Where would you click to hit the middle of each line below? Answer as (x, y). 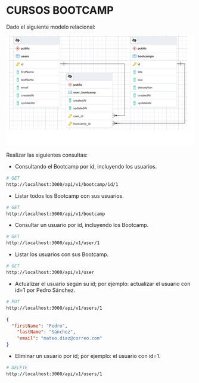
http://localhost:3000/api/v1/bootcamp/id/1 (62, 184)
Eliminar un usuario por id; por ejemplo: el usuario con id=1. (88, 356)
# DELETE (17, 368)
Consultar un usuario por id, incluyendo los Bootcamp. (82, 225)
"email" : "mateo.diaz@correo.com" (60, 338)
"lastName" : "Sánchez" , (46, 332)
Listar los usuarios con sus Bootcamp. (62, 254)
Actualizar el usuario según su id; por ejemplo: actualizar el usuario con (102, 284)
